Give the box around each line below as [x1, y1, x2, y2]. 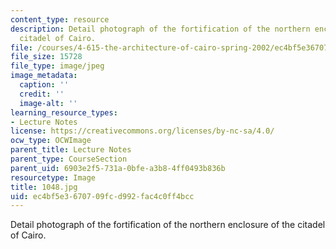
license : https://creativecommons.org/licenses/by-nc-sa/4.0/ [10, 126, 275, 136]
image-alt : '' [19, 98, 78, 108]
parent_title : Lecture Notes [10, 145, 132, 155]
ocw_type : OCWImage [10, 136, 92, 146]
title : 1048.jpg [10, 182, 78, 192]
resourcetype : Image [10, 172, 97, 183]
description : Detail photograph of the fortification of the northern [10, 24, 311, 34]
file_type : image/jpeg [10, 61, 105, 71]
